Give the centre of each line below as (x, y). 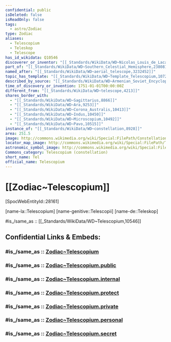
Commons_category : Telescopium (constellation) (57, 153)
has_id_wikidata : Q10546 (32, 57)
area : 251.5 (18, 133)
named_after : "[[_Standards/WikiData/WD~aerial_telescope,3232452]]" (81, 72)
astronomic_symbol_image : (33, 148)
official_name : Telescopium (35, 162)
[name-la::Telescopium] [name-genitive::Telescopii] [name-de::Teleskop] (82, 211)
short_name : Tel (22, 157)
